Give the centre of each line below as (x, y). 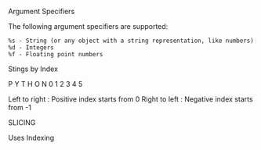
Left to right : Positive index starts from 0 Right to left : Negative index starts (130, 99)
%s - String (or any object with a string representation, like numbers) (131, 41)
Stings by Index (33, 69)
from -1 (20, 107)
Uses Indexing (31, 137)
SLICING (22, 123)
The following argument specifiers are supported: (88, 26)
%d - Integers (31, 48)
